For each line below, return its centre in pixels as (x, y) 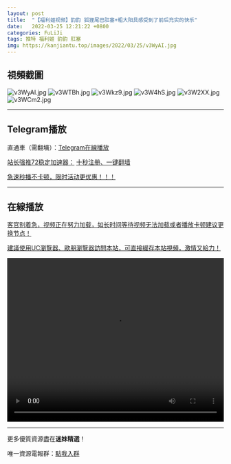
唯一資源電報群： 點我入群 (43, 454)
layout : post (26, 13)
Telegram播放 (37, 129)
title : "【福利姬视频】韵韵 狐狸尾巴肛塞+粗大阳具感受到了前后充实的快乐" (102, 20)
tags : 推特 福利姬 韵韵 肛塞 (44, 39)
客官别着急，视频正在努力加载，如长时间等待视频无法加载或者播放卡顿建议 (112, 225)
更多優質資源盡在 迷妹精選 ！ (46, 439)
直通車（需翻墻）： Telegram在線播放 (58, 147)
